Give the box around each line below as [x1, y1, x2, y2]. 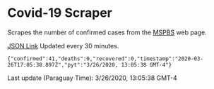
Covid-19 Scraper [7, 5, 113, 21]
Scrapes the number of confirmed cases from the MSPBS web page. [7, 28, 207, 36]
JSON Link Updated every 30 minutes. [7, 41, 119, 50]
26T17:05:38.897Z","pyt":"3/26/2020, [7, 61, 119, 68]
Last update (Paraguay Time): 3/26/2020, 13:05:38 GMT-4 [7, 74, 178, 82]
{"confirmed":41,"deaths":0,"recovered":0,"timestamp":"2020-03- [7, 55, 203, 62]
